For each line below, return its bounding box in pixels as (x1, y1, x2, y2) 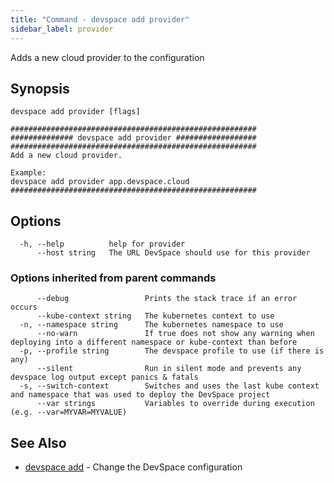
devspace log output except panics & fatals (10, 372, 199, 383)
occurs (10, 302, 38, 313)
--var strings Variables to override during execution (36, 399, 315, 409)
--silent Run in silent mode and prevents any (36, 364, 302, 374)
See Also (10, 434, 67, 451)
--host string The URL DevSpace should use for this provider (36, 248, 311, 258)
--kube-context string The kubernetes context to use (36, 311, 275, 321)
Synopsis (10, 80, 70, 97)
